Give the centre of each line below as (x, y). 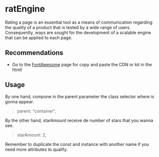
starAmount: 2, (32, 135)
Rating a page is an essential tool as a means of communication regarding (79, 22)
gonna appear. (19, 101)
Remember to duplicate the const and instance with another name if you (77, 144)
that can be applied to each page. (39, 38)
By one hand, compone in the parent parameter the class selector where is (79, 96)
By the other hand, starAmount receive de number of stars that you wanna (79, 120)
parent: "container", (37, 111)
